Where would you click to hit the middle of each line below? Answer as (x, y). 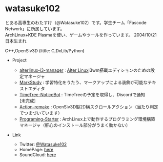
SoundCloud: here (38, 155)
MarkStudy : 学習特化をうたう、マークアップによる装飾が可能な (83, 82)
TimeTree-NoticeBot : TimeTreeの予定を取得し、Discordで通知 (82, 94)
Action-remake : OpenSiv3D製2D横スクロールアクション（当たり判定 (89, 107)
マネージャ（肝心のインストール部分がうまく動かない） (75, 125)
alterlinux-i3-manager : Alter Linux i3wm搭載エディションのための (85, 70)
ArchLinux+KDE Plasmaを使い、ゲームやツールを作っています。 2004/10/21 (81, 35)
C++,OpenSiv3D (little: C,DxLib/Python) (45, 51)
